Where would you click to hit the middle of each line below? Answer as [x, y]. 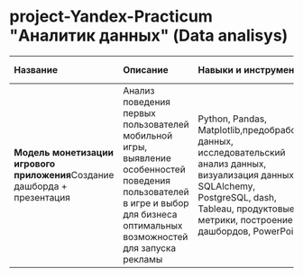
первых [139, 112]
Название [36, 69]
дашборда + [41, 186]
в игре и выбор [156, 202]
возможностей [156, 237]
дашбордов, [224, 231]
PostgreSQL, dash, [237, 197]
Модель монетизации [64, 152]
